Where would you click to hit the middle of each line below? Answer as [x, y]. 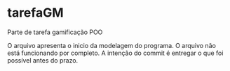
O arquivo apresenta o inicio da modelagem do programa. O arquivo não [111, 45]
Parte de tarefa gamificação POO [55, 32]
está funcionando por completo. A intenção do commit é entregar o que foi [115, 53]
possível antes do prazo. [43, 60]
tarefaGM [35, 13]
